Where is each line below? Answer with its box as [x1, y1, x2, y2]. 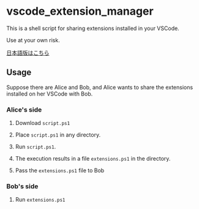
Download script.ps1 [15, 120, 70, 127]
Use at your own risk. [6, 36, 60, 44]
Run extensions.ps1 [15, 196, 66, 203]
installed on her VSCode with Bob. [6, 90, 93, 97]
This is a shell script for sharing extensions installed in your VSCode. [6, 25, 179, 32]
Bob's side [6, 182, 39, 191]
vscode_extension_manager [6, 4, 154, 18]
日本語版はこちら [6, 49, 50, 56]
